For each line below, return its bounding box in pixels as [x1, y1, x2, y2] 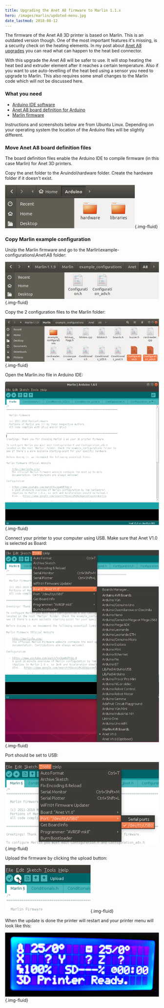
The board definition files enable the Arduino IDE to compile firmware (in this [5, 155, 160, 161]
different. [5, 132, 23, 138]
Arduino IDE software [12, 101, 55, 107]
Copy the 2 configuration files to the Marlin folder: [5, 309, 106, 315]
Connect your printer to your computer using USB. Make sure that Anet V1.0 [5, 535, 158, 541]
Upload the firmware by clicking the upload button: [5, 855, 107, 861]
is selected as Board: [5, 540, 47, 546]
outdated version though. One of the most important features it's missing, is [5, 37, 158, 44]
